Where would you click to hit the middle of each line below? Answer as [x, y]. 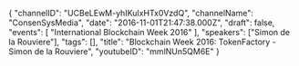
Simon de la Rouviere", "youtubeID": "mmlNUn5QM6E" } [114, 52]
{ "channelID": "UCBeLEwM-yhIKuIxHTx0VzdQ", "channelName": [131, 13]
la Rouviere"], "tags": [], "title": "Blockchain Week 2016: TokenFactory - [143, 42]
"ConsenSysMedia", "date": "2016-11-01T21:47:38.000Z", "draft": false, [142, 23]
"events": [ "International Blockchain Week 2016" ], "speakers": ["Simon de [149, 32]
